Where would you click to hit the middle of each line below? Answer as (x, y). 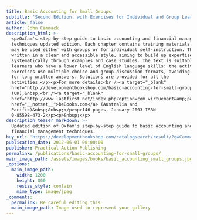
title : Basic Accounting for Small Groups (59, 11)
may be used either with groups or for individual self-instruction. (98, 50)
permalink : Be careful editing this (56, 202)
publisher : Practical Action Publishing (56, 148)
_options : (18, 164)
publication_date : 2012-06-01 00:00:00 (55, 142)
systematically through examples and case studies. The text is (91, 60)
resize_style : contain (44, 186)
